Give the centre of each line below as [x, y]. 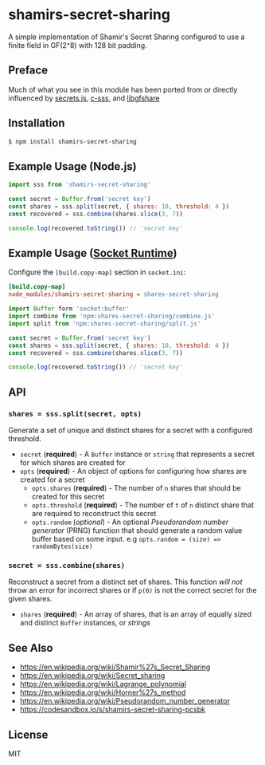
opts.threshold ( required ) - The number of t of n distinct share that [143, 505]
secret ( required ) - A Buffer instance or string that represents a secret [137, 454]
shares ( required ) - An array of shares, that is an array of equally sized [136, 614]
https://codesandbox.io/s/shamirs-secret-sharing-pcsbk [112, 710]
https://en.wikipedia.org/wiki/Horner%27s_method [103, 692]
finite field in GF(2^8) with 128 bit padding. [78, 45]
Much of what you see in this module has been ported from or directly [123, 89]
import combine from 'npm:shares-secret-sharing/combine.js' [112, 317]
